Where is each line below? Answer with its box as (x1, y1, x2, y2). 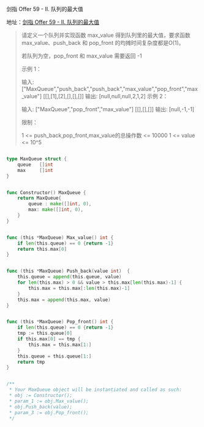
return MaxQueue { (17, 195, 62, 202)
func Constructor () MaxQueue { (6, 189, 86, 195)
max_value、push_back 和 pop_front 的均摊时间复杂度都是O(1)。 (21, 39, 184, 46)
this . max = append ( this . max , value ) (17, 297, 111, 303)
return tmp (17, 359, 45, 365)
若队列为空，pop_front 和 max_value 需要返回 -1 (21, 52, 142, 60)
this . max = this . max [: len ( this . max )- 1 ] (28, 285, 130, 291)
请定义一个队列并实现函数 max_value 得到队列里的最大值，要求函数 (21, 31, 191, 39)
